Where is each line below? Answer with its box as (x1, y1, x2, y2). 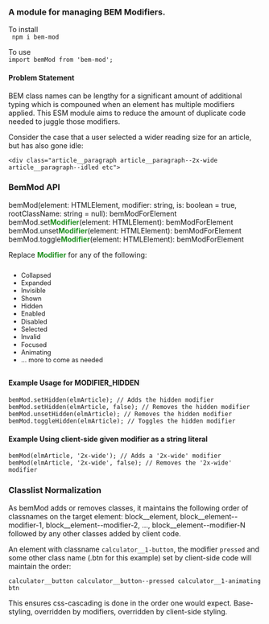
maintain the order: (8, 561, 72, 571)
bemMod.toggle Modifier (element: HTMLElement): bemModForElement (8, 234, 244, 244)
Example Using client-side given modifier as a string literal (8, 434, 208, 444)
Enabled (21, 309, 46, 318)
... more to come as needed (21, 355, 103, 364)
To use (8, 48, 31, 57)
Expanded (21, 279, 52, 287)
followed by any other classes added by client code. (8, 528, 181, 538)
